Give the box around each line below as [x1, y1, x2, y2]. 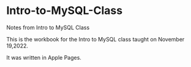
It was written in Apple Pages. [6, 54, 81, 61]
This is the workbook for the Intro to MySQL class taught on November [6, 35, 185, 43]
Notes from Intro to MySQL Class [6, 24, 90, 31]
